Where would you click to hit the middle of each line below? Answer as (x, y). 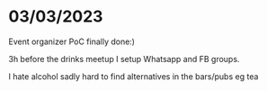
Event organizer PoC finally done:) (72, 41)
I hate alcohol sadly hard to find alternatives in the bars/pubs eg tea (133, 76)
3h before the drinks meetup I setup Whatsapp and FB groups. (124, 59)
